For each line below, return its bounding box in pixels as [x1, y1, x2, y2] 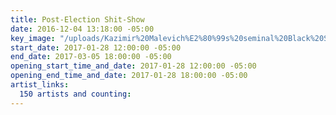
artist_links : [10, 80, 70, 90]
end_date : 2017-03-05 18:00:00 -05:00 [10, 52, 172, 62]
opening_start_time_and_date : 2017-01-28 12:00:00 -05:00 [10, 61, 257, 71]
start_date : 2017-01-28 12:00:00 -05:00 [10, 42, 182, 53]
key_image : [10, 33, 56, 43]
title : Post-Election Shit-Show [10, 14, 145, 25]
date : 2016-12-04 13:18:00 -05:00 [10, 24, 155, 34]
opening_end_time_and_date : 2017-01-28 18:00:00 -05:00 [10, 71, 248, 81]
